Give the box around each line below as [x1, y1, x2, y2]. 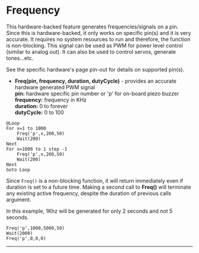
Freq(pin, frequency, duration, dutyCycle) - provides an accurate [14, 77, 176, 85]
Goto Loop [6, 167, 31, 173]
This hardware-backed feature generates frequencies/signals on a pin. [6, 23, 179, 30]
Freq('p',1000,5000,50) [6, 225, 65, 231]
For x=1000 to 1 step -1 [6, 146, 68, 152]
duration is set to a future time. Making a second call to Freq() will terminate [6, 183, 191, 190]
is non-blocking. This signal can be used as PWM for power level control [6, 42, 184, 49]
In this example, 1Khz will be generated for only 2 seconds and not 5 [6, 207, 173, 215]
